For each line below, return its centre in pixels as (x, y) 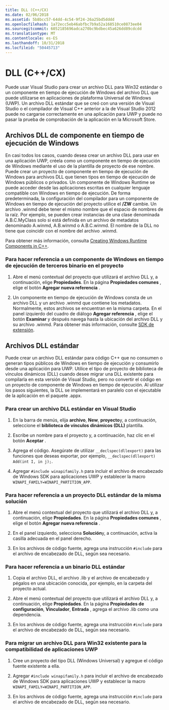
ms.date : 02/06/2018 (27, 15)
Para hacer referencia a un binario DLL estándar (65, 567)
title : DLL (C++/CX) (27, 10)
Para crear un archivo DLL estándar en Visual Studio (71, 409)
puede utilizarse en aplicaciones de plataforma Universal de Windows (78, 98)
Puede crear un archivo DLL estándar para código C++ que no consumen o (84, 358)
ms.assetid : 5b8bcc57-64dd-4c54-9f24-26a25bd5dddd (60, 19)
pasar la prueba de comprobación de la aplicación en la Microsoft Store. (81, 119)
